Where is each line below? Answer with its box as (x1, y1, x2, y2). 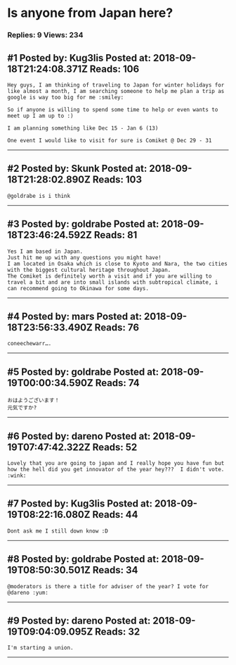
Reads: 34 (92, 564, 138, 576)
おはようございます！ (7, 397, 60, 404)
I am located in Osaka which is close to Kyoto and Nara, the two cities (7, 260, 228, 267)
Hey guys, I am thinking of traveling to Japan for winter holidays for (7, 81, 225, 89)
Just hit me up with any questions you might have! (7, 254, 162, 261)
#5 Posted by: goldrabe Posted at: (7, 366, 159, 378)
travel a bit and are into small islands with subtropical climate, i (7, 278, 218, 286)
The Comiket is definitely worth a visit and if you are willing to (7, 273, 212, 280)
